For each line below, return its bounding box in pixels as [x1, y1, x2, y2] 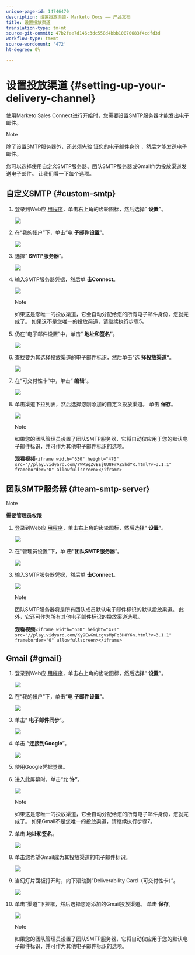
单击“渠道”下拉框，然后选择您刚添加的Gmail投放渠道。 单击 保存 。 [14, 901, 174, 908]
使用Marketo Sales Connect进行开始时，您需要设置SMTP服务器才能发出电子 [6, 112, 190, 119]
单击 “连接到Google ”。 [14, 740, 70, 747]
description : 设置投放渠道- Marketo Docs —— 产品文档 [6, 14, 131, 20]
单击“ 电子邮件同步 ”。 [14, 717, 67, 724]
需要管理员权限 [6, 512, 42, 519]
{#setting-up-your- [69, 78, 166, 92]
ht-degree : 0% [6, 47, 41, 53]
